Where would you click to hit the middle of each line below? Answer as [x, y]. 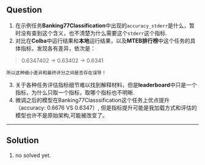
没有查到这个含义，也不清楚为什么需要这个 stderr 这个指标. [94, 33]
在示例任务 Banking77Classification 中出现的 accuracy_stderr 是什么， [102, 25]
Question [24, 10]
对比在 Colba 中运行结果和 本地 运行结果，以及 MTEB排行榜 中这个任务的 [103, 40]
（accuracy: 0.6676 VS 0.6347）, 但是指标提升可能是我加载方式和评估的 [106, 107]
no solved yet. [33, 155]
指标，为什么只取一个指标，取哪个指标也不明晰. [75, 92]
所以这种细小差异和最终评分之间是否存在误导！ [56, 72]
